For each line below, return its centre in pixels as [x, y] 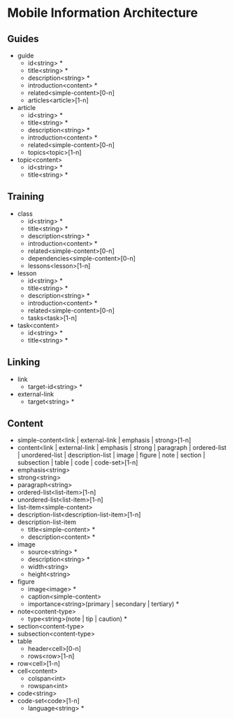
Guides [23, 39]
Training [26, 197]
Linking [24, 362]
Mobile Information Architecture [103, 13]
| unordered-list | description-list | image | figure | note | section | [111, 455]
